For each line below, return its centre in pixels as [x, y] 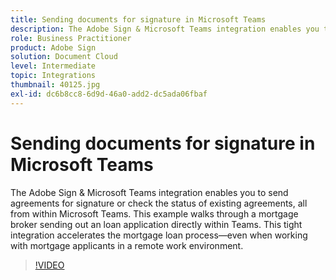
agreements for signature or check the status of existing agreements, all [159, 203]
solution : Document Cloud [64, 57]
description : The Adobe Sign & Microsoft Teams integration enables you [165, 29]
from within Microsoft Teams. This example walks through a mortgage [154, 213]
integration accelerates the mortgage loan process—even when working [159, 235]
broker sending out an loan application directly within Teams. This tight [156, 224]
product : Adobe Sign [53, 47]
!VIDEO [49, 265]
